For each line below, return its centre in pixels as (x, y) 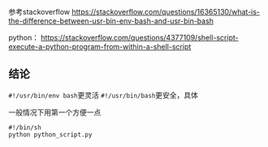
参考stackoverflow (39, 12)
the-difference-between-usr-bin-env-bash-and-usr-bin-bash (111, 21)
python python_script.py (50, 134)
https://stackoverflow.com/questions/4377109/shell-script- (139, 38)
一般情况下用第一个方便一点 (55, 112)
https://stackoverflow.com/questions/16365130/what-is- (166, 12)
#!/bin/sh (25, 128)
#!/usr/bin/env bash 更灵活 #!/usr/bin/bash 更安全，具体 (104, 94)
